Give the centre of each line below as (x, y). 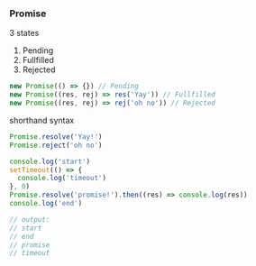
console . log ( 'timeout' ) (62, 179)
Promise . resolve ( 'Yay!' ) (56, 137)
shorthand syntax (42, 120)
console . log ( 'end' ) (46, 204)
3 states (24, 33)
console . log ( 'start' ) (50, 161)
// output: (30, 219)
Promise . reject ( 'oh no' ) (56, 145)
